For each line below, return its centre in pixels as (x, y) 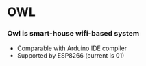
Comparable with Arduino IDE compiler (72, 48)
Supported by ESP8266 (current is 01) (71, 56)
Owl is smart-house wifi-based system (73, 34)
